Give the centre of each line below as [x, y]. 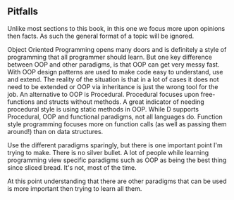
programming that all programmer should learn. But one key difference [110, 57]
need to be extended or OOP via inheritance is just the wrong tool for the [113, 86]
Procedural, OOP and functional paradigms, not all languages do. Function [115, 116]
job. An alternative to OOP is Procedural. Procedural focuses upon [103, 94]
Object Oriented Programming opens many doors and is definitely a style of [117, 49]
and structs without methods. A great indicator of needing [120, 102]
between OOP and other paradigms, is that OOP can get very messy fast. [113, 64]
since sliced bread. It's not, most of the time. [72, 167]
